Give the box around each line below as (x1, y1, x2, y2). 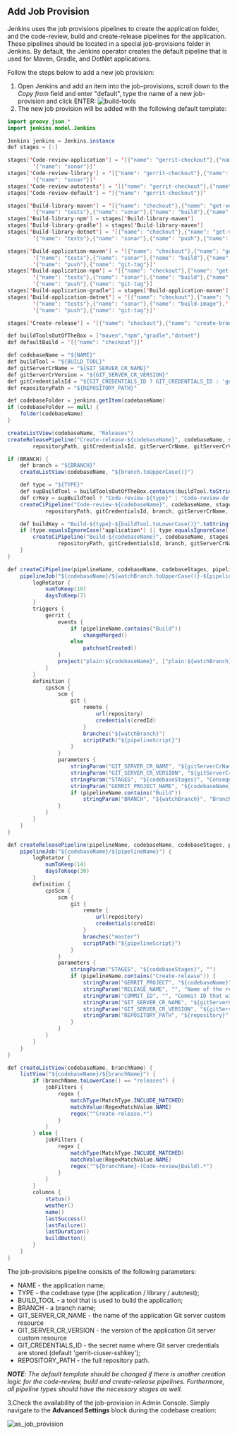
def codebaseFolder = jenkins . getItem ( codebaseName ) (7, 397, 166, 405)
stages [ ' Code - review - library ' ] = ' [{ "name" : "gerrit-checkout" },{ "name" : (7, 169, 229, 177)
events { (57, 618, 83, 626)
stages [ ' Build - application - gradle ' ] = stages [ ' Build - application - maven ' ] (7, 287, 229, 294)
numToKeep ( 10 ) (44, 585, 87, 593)
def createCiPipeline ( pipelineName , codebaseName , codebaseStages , (7, 566, 210, 573)
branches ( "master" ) (83, 933, 140, 940)
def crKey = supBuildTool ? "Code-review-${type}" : (20, 494, 178, 501)
